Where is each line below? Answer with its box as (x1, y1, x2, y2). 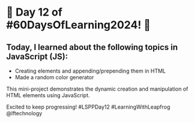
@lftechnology (6, 110, 43, 116)
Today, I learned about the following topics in (6, 42, 178, 52)
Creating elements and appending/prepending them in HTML (14, 67, 166, 74)
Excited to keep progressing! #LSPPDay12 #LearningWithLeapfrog (6, 103, 171, 110)
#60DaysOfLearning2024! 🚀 (6, 18, 151, 32)
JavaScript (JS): (6, 51, 68, 62)
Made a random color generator (14, 74, 94, 80)
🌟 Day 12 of (6, 5, 63, 19)
